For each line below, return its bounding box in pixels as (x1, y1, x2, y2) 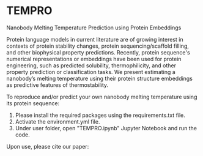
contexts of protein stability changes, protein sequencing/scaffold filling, (6, 42, 190, 50)
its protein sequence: (6, 99, 60, 107)
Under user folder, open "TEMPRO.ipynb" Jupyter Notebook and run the (15, 124, 197, 132)
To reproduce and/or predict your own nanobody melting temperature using (6, 93, 197, 100)
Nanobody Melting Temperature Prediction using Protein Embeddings (6, 24, 182, 31)
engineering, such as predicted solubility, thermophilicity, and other (6, 62, 176, 69)
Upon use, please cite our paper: (6, 143, 89, 150)
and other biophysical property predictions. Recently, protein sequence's (6, 48, 191, 56)
